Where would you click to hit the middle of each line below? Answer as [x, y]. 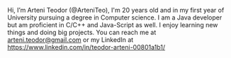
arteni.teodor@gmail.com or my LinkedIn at [71, 40]
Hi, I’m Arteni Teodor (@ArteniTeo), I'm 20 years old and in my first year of [116, 10]
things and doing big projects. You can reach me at [82, 32]
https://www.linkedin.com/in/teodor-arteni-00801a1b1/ [86, 47]
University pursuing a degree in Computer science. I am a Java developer [115, 17]
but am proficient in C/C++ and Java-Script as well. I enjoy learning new [113, 25]
